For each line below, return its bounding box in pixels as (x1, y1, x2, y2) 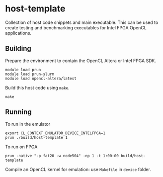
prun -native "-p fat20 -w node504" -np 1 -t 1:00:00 (5, 153, 119, 158)
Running (5, 108, 32, 116)
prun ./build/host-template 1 (5, 135, 68, 140)
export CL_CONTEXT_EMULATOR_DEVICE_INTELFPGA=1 (5, 130, 106, 136)
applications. (5, 30, 31, 36)
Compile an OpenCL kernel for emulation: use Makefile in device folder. (5, 166, 152, 172)
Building (5, 44, 31, 53)
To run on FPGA (5, 144, 38, 150)
